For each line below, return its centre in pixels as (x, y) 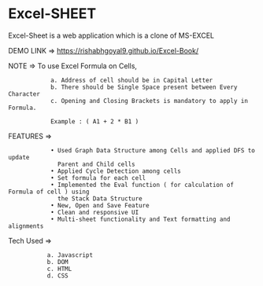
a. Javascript (70, 255)
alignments (26, 226)
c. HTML (59, 269)
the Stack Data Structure (100, 198)
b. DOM (57, 262)
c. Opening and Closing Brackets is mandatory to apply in (149, 101)
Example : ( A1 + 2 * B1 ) (94, 121)
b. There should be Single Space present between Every (144, 87)
